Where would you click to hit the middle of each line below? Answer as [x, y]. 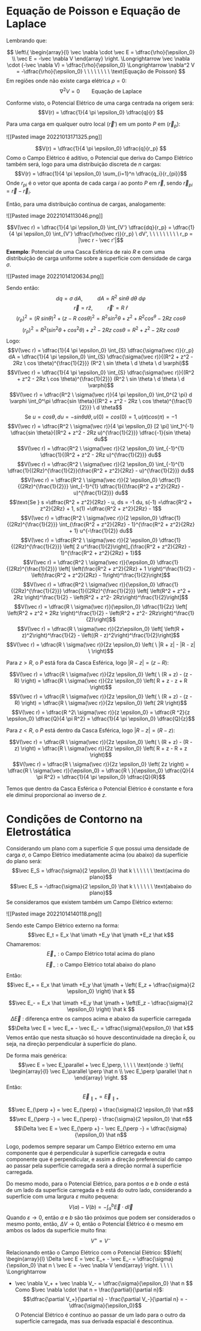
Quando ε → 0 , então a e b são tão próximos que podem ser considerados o [101, 1218]
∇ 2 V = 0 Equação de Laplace [101, 90]
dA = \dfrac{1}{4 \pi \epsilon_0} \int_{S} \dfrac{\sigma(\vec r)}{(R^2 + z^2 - [101, 357]
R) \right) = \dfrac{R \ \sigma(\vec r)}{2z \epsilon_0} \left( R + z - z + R [101, 680]
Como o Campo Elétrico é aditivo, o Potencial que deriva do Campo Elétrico [100, 158]
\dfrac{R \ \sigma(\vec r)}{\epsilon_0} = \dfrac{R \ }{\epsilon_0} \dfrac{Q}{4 [101, 770]
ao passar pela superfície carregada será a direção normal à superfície [94, 1166]
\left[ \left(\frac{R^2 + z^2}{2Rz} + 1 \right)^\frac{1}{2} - [127, 568]
